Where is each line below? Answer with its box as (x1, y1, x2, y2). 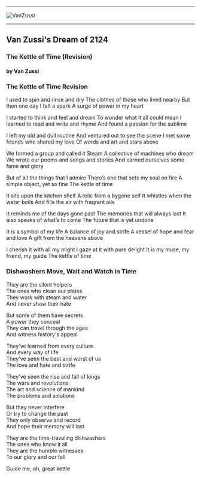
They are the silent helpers (6, 281, 72, 288)
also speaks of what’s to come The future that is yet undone (6, 217, 154, 224)
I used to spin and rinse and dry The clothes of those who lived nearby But (6, 96, 190, 103)
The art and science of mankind (6, 385, 85, 392)
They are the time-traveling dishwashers (6, 434, 106, 442)
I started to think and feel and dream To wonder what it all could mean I (6, 114, 182, 121)
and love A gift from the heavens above (6, 235, 103, 242)
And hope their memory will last (6, 422, 85, 430)
